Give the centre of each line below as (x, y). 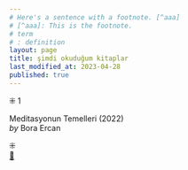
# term (21, 34)
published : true (39, 75)
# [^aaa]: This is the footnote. (71, 26)
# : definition (37, 42)
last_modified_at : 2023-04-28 (65, 67)
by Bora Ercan (35, 127)
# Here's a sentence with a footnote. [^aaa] (94, 17)
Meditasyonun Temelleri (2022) (67, 118)
